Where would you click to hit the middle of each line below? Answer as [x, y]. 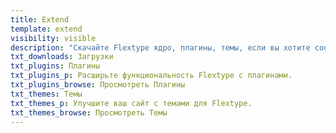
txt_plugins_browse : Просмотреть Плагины [98, 85]
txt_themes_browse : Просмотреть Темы [89, 112]
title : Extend [40, 19]
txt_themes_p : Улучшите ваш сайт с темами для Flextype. [131, 103]
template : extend [46, 29]
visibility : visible [53, 38]
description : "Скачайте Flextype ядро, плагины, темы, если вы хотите [160, 47]
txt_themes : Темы [46, 94]
